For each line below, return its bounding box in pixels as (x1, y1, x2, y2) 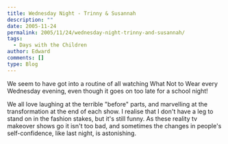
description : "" (7, 16, 53, 23)
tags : (7, 35, 23, 42)
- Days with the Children (13, 42, 88, 48)
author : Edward (7, 48, 51, 55)
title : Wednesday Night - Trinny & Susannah (7, 10, 136, 17)
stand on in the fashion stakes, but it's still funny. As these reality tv (7, 114, 197, 123)
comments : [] (7, 55, 45, 61)
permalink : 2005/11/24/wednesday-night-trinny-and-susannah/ (7, 29, 186, 36)
